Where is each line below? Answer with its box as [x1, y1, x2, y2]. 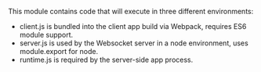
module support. [19, 31, 74, 39]
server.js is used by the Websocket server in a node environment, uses [19, 38, 248, 48]
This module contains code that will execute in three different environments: [8, 7, 254, 16]
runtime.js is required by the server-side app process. [19, 55, 194, 64]
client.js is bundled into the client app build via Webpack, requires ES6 [19, 22, 247, 31]
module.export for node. [19, 47, 99, 56]
